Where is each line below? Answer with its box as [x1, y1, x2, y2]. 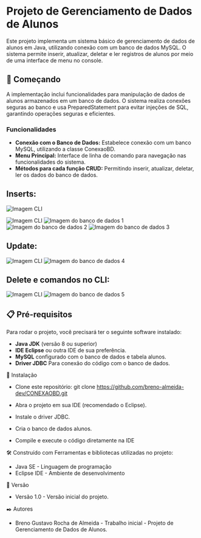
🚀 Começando [6, 74, 61, 85]
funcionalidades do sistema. [15, 158, 86, 166]
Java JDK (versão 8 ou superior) [15, 340, 97, 348]
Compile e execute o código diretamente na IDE [15, 437, 135, 444]
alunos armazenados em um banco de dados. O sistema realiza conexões [6, 97, 191, 104]
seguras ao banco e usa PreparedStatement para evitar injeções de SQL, [6, 103, 189, 111]
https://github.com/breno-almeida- [96, 383, 184, 391]
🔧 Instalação [6, 371, 38, 379]
